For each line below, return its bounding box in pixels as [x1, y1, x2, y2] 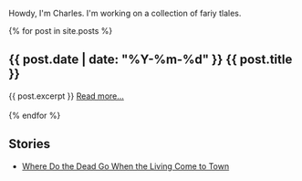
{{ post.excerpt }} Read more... [8, 90, 125, 101]
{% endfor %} [8, 110, 61, 121]
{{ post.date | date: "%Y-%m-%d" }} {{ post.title [8, 52, 293, 68]
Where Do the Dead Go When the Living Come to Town [21, 160, 230, 172]
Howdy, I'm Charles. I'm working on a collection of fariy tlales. [8, 8, 242, 18]
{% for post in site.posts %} [8, 26, 113, 36]
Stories [8, 136, 51, 152]
